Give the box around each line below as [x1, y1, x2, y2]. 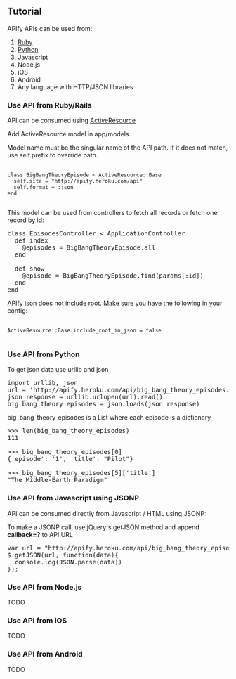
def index [14, 237, 48, 245]
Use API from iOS [7, 615, 67, 625]
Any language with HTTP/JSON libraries [17, 82, 133, 91]
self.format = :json [13, 184, 74, 191]
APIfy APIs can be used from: [7, 24, 93, 32]
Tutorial [7, 6, 42, 18]
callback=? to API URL [7, 530, 74, 538]
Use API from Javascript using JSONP [7, 493, 139, 503]
